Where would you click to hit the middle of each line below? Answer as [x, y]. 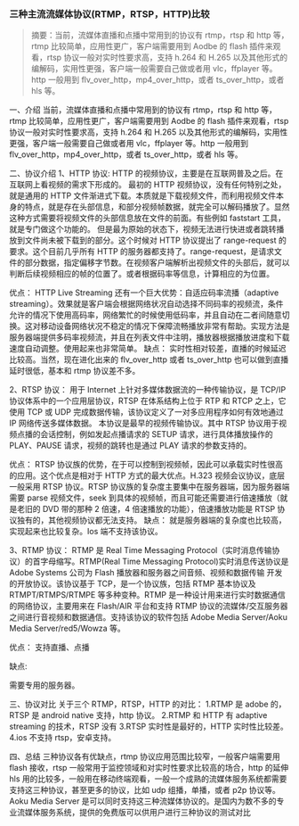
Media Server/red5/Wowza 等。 [68, 628]
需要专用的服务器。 [44, 685]
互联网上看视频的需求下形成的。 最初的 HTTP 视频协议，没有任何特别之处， [148, 185]
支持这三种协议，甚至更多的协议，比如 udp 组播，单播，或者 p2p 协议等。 [145, 790]
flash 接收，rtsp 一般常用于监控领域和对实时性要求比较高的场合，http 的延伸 [149, 768]
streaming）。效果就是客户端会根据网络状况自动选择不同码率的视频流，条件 [146, 304]
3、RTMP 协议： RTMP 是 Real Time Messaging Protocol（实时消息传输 [141, 550]
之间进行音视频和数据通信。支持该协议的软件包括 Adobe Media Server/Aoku [148, 617]
